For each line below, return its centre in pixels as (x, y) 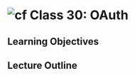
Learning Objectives (53, 42)
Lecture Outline (42, 65)
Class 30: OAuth (79, 15)
